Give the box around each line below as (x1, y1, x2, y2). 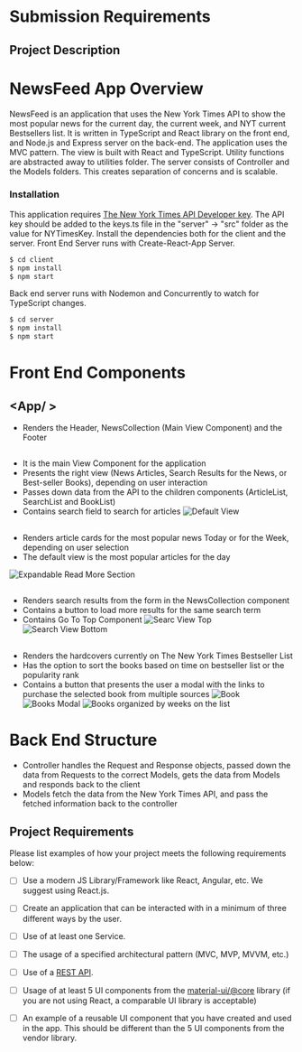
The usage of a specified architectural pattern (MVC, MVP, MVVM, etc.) (22, 948, 289, 959)
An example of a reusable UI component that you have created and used (22, 1012, 292, 1023)
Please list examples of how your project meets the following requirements (9, 848, 287, 859)
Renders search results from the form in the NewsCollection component (22, 595, 290, 606)
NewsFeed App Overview (9, 79, 205, 98)
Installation (9, 188, 60, 200)
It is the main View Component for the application (22, 458, 206, 469)
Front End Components (9, 363, 187, 383)
